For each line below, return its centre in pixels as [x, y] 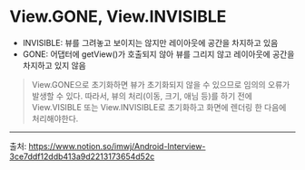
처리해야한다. [55, 118]
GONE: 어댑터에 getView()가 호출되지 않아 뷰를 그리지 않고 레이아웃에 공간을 [158, 54]
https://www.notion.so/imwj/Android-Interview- [117, 146]
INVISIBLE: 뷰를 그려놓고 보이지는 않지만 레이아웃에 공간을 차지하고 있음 [150, 42]
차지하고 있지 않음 [54, 65]
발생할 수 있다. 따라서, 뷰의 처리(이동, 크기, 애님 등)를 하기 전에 [142, 96]
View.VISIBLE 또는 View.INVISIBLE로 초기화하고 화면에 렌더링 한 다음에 [159, 107]
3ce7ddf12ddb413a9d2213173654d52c [82, 156]
